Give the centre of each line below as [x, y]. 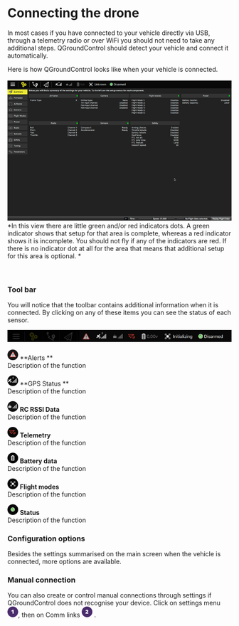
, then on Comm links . [57, 615]
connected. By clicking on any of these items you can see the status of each [119, 313]
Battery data [38, 461]
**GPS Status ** [44, 383]
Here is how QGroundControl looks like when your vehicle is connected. [113, 69]
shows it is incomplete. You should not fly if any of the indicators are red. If [117, 240]
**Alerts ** [36, 358]
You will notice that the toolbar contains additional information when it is [113, 305]
